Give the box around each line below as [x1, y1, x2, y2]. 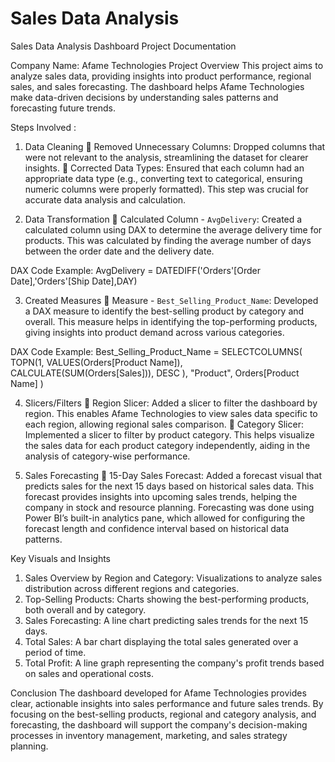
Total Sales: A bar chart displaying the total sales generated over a [24, 635, 299, 647]
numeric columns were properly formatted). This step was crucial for [24, 183, 309, 195]
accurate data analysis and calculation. [24, 193, 187, 206]
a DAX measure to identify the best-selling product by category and [24, 305, 305, 317]
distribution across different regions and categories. [24, 582, 240, 594]
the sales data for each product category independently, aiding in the [24, 439, 311, 451]
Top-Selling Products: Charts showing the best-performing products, [24, 593, 310, 605]
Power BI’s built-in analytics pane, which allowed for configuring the [24, 512, 306, 524]
